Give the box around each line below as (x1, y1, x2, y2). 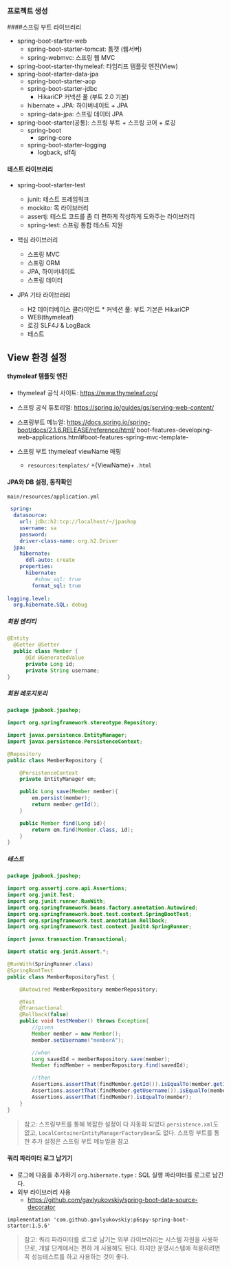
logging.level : (7, 595, 51, 602)
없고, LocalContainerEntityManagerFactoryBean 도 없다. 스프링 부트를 (23, 1128, 213, 1137)
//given (32, 1024, 54, 1031)
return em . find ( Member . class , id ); (32, 826, 134, 833)
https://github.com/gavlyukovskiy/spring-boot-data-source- (27, 1195, 198, 1204)
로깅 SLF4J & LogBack (27, 321, 91, 329)
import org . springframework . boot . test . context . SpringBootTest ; (7, 910, 192, 917)
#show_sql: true (34, 576, 81, 583)
